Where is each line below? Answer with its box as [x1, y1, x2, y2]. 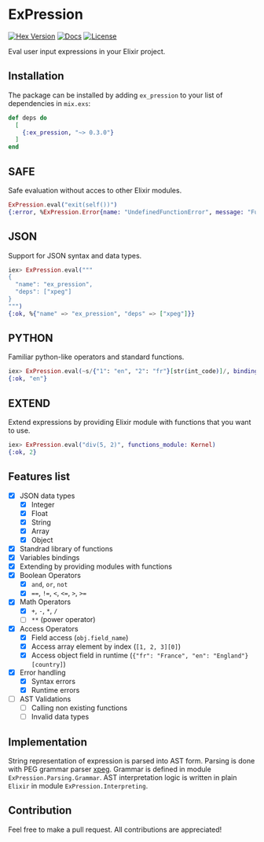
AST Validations [19, 694, 71, 704]
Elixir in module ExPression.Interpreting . [8, 781, 148, 790]
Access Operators [19, 624, 79, 633]
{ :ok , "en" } [8, 375, 47, 383]
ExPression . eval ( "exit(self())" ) [8, 200, 118, 209]
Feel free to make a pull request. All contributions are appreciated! [8, 825, 222, 834]
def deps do [8, 114, 47, 122]
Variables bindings [19, 553, 80, 562]
